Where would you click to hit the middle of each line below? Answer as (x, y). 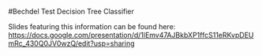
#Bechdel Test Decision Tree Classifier (71, 11)
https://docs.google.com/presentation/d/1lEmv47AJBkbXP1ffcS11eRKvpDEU (131, 35)
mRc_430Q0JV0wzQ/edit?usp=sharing (71, 43)
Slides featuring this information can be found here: (92, 26)
